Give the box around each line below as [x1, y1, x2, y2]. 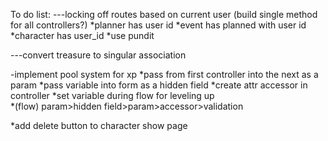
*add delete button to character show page [10, 120, 188, 131]
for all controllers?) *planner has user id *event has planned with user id [10, 19, 307, 31]
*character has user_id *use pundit [10, 30, 155, 41]
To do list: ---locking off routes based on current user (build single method [10, 9, 318, 20]
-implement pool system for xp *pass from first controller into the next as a [10, 69, 319, 80]
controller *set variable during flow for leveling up [10, 90, 215, 101]
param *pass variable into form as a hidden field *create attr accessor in [10, 79, 308, 91]
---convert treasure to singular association [10, 49, 187, 61]
